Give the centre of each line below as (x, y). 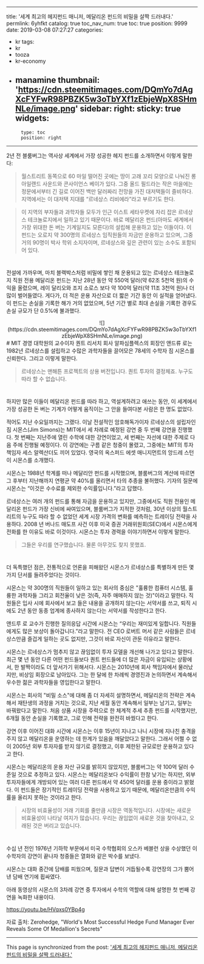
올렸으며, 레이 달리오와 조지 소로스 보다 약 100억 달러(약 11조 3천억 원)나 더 (106, 288)
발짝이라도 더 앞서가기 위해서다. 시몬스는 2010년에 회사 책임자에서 (99, 667)
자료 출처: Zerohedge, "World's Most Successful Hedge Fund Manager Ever (100, 922)
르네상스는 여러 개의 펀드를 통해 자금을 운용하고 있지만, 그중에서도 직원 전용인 (98, 501)
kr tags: (25, 41)
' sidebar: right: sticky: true (128, 109)
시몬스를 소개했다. (34, 460)
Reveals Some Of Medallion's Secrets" (55, 929)
